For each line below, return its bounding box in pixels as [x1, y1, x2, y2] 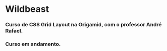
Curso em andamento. [5, 41, 61, 48]
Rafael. [5, 27, 23, 34]
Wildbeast [5, 3, 49, 15]
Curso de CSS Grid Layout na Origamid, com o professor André [5, 21, 162, 28]
